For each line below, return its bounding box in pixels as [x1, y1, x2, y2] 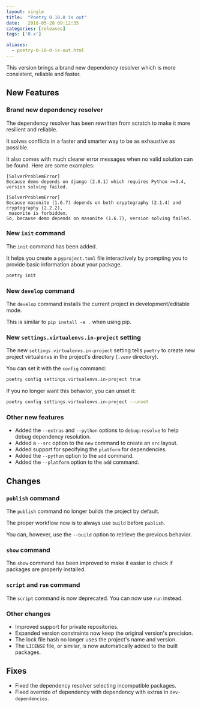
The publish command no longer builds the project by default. [6, 508, 160, 515]
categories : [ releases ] [6, 25, 66, 32]
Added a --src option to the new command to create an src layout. [14, 439, 178, 447]
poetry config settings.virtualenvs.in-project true [6, 376, 141, 383]
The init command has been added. [6, 242, 97, 250]
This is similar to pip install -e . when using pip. [6, 319, 132, 326]
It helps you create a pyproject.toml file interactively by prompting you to [6, 254, 188, 262]
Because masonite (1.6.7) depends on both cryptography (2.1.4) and [6, 199, 181, 206]
